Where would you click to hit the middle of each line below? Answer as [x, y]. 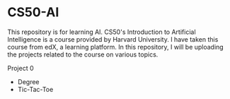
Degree [29, 81]
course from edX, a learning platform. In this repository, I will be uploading [116, 47]
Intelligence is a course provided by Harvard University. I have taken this [113, 39]
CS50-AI [33, 12]
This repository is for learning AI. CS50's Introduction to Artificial [102, 32]
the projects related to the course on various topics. [83, 54]
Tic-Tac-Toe [35, 89]
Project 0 [21, 68]
